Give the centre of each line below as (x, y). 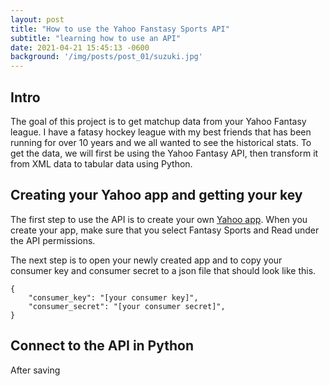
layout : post (37, 19)
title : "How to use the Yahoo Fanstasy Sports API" (120, 29)
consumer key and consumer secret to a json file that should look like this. (163, 270)
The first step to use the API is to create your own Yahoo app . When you (159, 219)
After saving (35, 370)
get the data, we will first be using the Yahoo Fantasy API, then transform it (164, 153)
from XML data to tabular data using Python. (101, 163)
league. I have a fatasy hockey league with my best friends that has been (161, 132)
